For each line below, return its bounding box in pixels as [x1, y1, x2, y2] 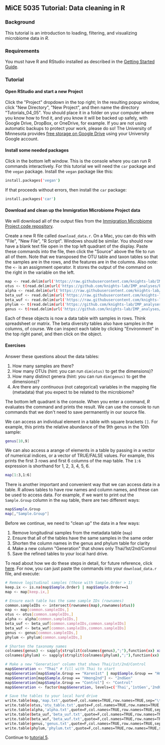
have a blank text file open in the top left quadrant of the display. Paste [5, 243, 148, 249]
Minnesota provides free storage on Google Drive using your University [5, 130, 150, 137]
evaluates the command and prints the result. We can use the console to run [5, 404, 160, 410]
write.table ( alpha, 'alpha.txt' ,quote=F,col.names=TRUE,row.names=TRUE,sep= [5, 708, 164, 713]
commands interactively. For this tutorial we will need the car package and [5, 163, 156, 169]
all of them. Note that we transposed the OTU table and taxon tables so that [5, 254, 158, 260]
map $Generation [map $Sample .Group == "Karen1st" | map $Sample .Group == [5, 671, 153, 676]
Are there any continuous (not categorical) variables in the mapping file [12, 384, 157, 389]
